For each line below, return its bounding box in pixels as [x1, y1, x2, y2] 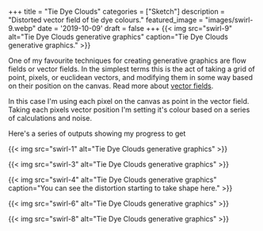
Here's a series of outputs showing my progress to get [8, 129, 186, 138]
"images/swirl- [204, 15, 253, 25]
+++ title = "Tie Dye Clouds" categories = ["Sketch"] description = [8, 7, 226, 16]
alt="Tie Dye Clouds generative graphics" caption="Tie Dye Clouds [8, 32, 228, 41]
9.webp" [8, 24, 36, 33]
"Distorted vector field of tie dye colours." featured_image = [8, 15, 204, 25]
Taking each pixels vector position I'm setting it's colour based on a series [8, 105, 250, 114]
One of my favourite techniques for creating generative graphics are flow [8, 56, 247, 65]
